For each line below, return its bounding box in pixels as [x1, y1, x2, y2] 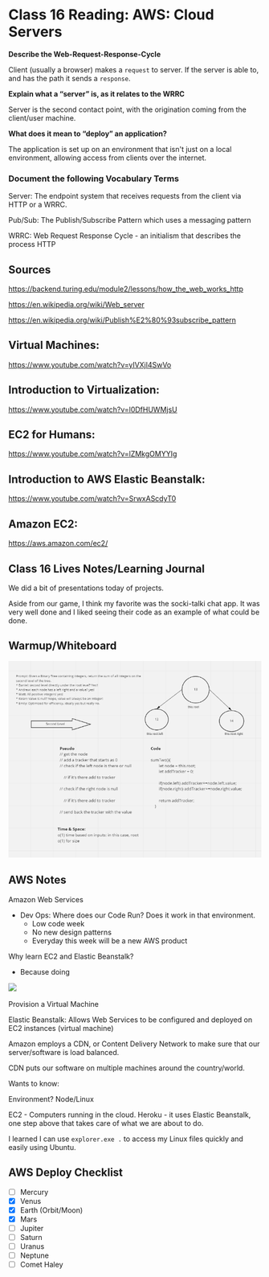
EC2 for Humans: [8, 428, 96, 441]
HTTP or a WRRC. [8, 199, 67, 210]
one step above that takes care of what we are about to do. [8, 1118, 204, 1127]
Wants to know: [8, 1078, 60, 1088]
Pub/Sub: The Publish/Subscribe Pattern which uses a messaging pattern [8, 216, 251, 225]
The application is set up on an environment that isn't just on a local [8, 144, 232, 154]
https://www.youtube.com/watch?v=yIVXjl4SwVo [8, 359, 172, 369]
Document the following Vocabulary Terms [8, 173, 179, 184]
